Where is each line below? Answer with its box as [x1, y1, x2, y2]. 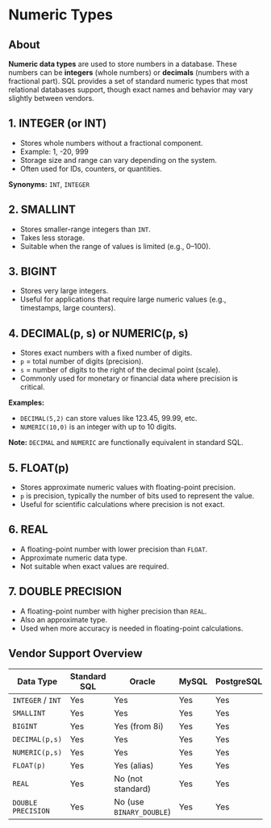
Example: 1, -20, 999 [19, 147, 89, 156]
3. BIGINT [8, 264, 57, 279]
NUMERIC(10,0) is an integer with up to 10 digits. [19, 422, 177, 432]
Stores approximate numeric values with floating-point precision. [19, 482, 236, 493]
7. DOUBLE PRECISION [8, 585, 123, 598]
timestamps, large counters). [19, 303, 116, 313]
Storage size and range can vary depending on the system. [19, 155, 218, 164]
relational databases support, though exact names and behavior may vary [8, 85, 253, 94]
